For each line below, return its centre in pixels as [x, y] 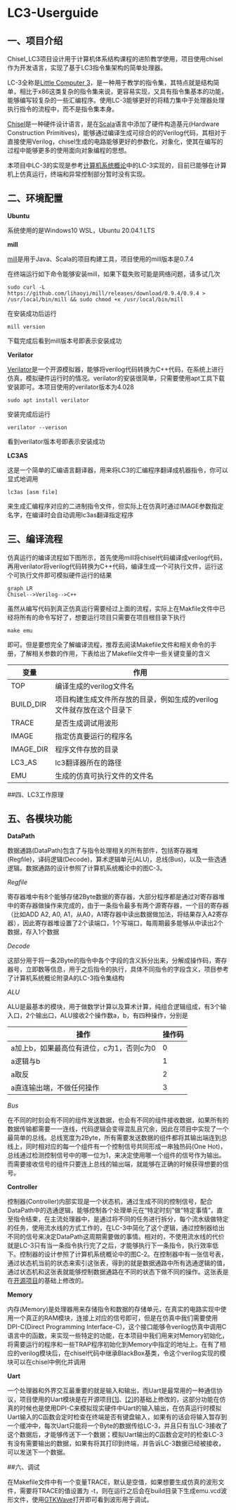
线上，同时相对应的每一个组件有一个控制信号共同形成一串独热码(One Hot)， [117, 1147]
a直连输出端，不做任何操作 [55, 1088]
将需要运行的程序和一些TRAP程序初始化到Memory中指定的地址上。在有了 [113, 1345]
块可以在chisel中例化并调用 [47, 1362]
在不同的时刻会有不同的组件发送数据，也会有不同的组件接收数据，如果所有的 [118, 1120]
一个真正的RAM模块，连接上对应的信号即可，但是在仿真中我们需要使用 [116, 1318]
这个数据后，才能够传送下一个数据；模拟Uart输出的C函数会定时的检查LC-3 [115, 1435]
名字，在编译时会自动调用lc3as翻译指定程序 [71, 514]
